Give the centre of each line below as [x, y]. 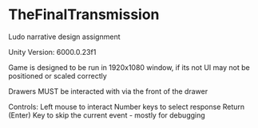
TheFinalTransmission [84, 15]
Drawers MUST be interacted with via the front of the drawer [108, 91]
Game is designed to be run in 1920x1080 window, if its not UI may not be [129, 67]
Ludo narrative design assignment [64, 37]
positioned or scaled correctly [58, 76]
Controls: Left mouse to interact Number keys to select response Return [127, 107]
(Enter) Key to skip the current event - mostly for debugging [107, 115]
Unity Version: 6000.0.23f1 [52, 52]
